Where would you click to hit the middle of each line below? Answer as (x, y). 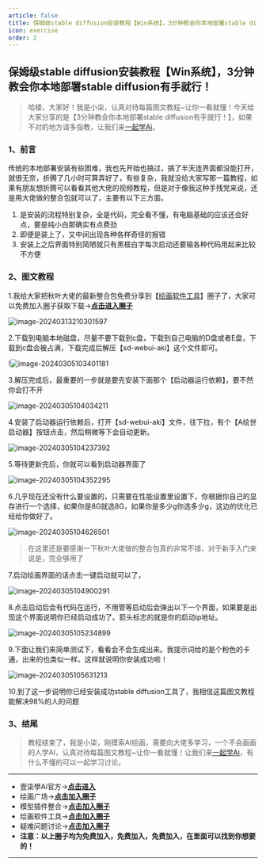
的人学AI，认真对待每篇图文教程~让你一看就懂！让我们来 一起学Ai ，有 (141, 752)
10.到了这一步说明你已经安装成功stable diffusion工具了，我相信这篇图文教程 (131, 691)
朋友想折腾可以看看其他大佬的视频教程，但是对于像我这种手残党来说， (136, 188)
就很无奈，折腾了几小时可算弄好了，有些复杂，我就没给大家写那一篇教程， (129, 178)
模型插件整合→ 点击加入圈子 (65, 806)
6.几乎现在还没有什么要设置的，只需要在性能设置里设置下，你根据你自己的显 (133, 496)
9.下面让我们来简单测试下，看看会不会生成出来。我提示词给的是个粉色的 (126, 649)
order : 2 (23, 38)
